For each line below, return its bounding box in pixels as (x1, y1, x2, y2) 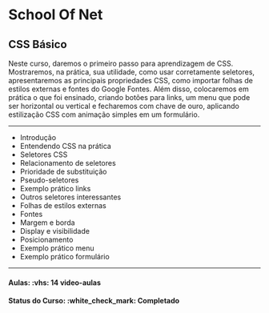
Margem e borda (19, 218, 75, 227)
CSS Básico (8, 38, 67, 51)
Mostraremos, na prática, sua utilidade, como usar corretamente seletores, (8, 67, 255, 77)
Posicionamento (19, 235, 74, 244)
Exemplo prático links (19, 184, 91, 193)
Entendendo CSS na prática (19, 142, 112, 150)
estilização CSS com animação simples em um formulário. (8, 110, 200, 119)
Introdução (19, 133, 57, 142)
